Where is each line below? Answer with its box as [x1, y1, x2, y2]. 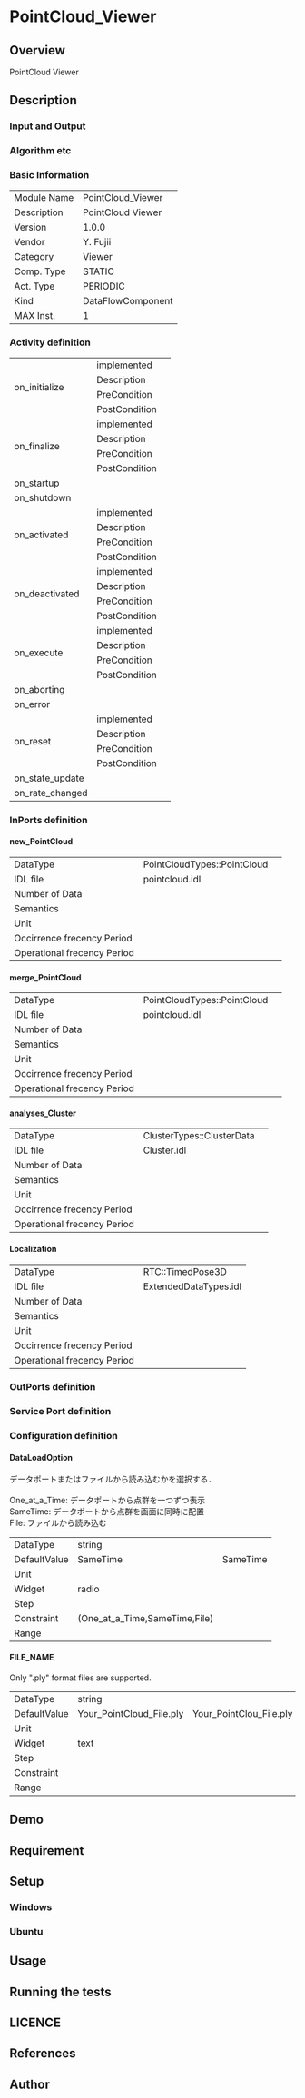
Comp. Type [14, 265, 66, 278]
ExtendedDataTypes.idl [143, 1280, 242, 1293]
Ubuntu [9, 1925, 44, 1937]
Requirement [9, 1843, 84, 1858]
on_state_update [14, 772, 84, 784]
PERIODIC [83, 280, 125, 292]
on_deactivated [14, 587, 80, 600]
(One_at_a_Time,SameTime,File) [77, 1611, 214, 1624]
